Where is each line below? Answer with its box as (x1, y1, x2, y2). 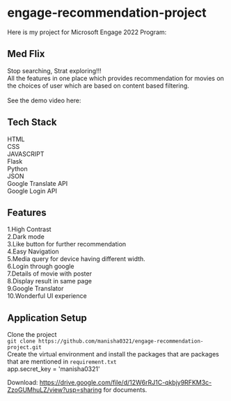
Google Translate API (7, 179, 68, 187)
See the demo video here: (7, 96, 81, 104)
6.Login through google (7, 262, 74, 271)
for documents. (103, 386, 148, 394)
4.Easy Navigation (7, 247, 59, 255)
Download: (7, 378, 38, 387)
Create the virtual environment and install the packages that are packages (7, 350, 219, 359)
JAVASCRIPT (7, 150, 45, 158)
